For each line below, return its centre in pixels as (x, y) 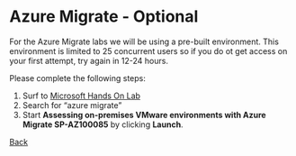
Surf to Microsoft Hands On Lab (81, 96)
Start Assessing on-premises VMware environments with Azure (144, 115)
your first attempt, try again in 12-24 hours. (89, 60)
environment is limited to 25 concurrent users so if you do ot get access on (148, 50)
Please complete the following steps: (77, 78)
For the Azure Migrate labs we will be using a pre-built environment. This (144, 41)
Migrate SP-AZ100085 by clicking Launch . (103, 124)
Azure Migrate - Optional (104, 17)
